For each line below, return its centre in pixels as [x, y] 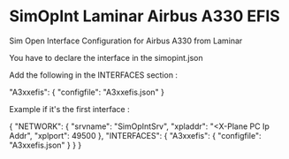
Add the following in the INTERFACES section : [94, 75]
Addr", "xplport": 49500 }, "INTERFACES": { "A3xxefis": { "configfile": [135, 135]
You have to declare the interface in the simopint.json [106, 57]
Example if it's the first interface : [69, 109]
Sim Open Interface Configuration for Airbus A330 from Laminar [126, 41]
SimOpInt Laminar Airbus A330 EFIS [144, 16]
